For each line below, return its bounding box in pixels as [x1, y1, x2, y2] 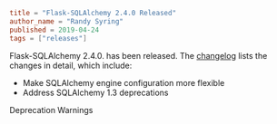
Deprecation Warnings [9, 104, 94, 115]
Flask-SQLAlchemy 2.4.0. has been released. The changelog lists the [9, 50, 268, 61]
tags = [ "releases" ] [9, 33, 88, 43]
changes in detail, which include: [9, 60, 133, 71]
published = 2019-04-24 [9, 25, 100, 34]
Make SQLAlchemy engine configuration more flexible [22, 77, 225, 88]
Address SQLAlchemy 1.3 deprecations [22, 87, 169, 98]
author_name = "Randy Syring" [9, 16, 124, 26]
